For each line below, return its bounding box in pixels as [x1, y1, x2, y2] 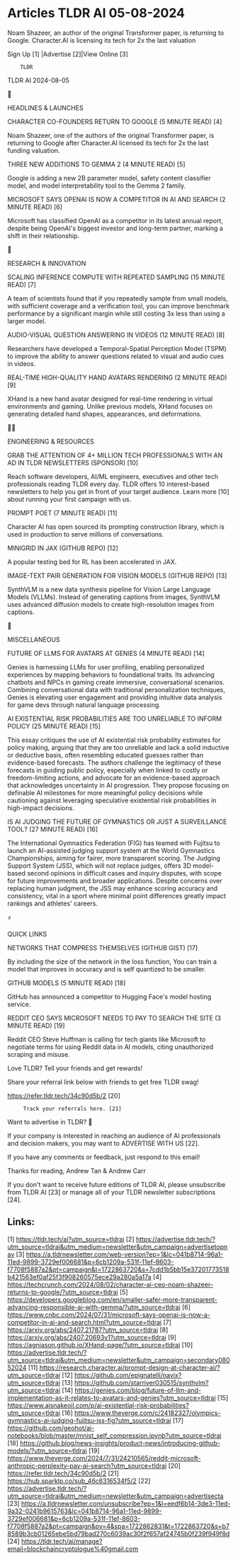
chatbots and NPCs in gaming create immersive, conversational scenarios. [7, 677, 225, 687]
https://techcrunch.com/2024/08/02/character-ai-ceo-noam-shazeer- [7, 1280, 214, 1289]
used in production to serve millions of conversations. [7, 529, 164, 538]
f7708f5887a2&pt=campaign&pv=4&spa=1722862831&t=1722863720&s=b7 [7, 1522, 230, 1530]
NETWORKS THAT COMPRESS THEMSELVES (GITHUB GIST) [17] [7, 943, 198, 952]
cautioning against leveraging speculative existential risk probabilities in [7, 796, 217, 805]
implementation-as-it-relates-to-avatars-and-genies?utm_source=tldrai [7, 1393, 216, 1402]
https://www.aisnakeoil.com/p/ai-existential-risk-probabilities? [7, 1401, 189, 1409]
